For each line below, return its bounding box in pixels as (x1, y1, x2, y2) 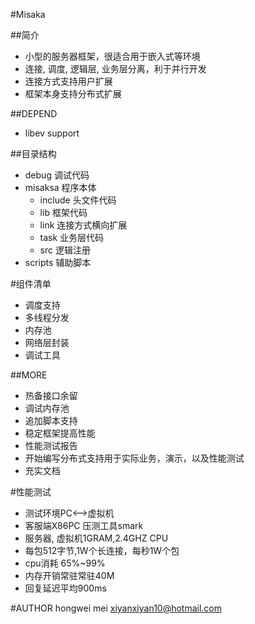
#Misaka (10, 9, 46, 20)
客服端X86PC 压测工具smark (24, 520, 144, 531)
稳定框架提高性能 (24, 427, 96, 439)
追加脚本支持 (24, 415, 78, 426)
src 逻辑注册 (39, 244, 91, 256)
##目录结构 (10, 148, 57, 159)
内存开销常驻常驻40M (24, 570, 115, 581)
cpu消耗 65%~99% (24, 557, 106, 569)
